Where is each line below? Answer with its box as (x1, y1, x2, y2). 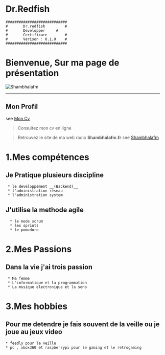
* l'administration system (7, 192, 63, 198)
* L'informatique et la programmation (7, 280, 87, 285)
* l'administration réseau (7, 188, 63, 193)
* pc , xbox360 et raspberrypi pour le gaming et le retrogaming (5, 345, 141, 350)
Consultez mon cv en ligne (17, 125, 71, 131)
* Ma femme (7, 276, 30, 281)
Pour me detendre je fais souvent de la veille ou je (5, 320, 160, 329)
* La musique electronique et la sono (7, 285, 87, 289)
